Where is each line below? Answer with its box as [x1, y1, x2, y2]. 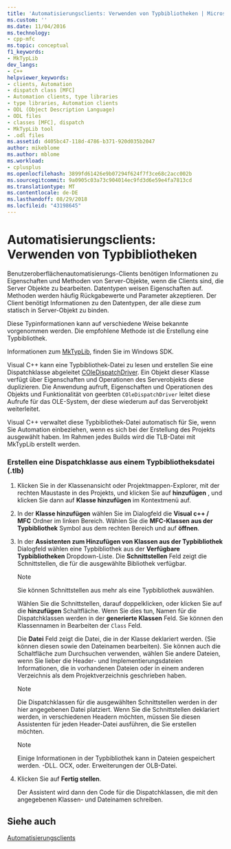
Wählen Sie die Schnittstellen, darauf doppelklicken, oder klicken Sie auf [16, 600, 222, 608]
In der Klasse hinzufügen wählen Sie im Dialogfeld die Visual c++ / [16, 509, 210, 518]
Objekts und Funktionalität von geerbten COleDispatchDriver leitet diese [7, 390, 211, 398]
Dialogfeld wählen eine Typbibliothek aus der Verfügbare [16, 545, 180, 553]
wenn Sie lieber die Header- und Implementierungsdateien [16, 657, 184, 665]
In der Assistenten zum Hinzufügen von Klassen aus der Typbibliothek [16, 538, 223, 546]
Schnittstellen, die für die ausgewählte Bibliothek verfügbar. [16, 560, 187, 568]
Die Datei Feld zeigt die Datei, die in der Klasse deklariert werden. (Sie [16, 635, 217, 643]
